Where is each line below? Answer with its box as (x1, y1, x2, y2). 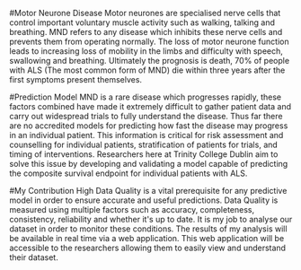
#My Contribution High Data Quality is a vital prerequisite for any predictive (9, 186, 288, 196)
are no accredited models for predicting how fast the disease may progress (9, 120, 288, 131)
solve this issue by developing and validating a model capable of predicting (9, 159, 288, 169)
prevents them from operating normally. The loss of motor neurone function (9, 36, 289, 47)
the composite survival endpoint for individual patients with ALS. (9, 168, 248, 179)
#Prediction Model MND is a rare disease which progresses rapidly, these (9, 91, 281, 102)
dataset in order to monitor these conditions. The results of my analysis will (9, 223, 288, 234)
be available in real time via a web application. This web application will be (9, 233, 285, 243)
